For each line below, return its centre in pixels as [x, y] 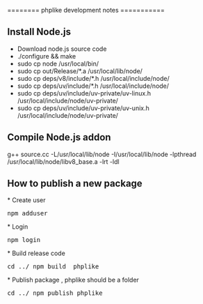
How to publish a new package [75, 184]
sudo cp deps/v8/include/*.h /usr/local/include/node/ [93, 78]
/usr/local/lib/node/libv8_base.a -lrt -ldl [63, 161]
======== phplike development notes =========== [86, 10]
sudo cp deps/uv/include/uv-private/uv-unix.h [83, 108]
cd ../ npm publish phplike [55, 293]
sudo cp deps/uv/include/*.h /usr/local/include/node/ [93, 86]
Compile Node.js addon [59, 138]
